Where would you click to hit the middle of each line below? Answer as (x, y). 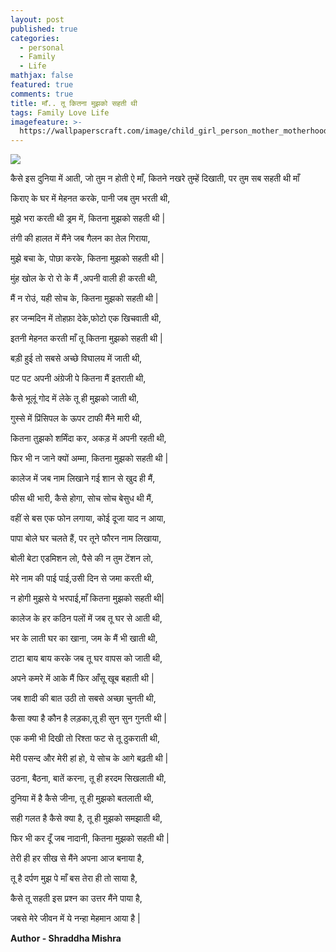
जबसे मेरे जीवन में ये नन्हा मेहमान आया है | (75, 918)
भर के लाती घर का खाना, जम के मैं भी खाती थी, (84, 638)
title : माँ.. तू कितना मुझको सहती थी (74, 103)
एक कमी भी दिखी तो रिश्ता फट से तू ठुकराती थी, (85, 738)
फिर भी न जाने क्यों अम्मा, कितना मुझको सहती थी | (89, 458)
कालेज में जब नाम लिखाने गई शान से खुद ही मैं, (83, 478)
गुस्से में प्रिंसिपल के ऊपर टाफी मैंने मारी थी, (76, 418)
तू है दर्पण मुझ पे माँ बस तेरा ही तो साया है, (74, 878)
